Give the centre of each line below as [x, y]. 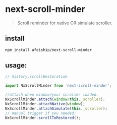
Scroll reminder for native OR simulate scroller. [65, 23]
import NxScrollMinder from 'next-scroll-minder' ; [58, 86]
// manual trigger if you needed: [41, 113]
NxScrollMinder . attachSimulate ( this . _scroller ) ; [56, 108]
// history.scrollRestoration [36, 77]
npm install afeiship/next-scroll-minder [49, 50]
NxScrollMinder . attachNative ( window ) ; [45, 104]
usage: [16, 65]
